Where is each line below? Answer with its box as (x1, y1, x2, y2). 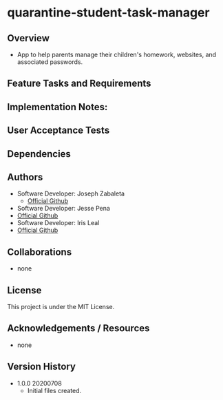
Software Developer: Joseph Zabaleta (17, 189, 125, 198)
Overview (7, 32, 50, 44)
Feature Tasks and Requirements (7, 78, 151, 90)
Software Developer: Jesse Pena (17, 204, 110, 213)
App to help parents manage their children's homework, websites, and (17, 50, 217, 59)
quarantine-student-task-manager (7, 5, 210, 21)
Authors (7, 171, 43, 183)
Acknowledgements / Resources (7, 322, 150, 335)
